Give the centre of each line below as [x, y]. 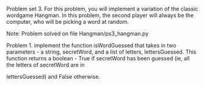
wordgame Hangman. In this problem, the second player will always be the [100, 15]
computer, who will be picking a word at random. [68, 22]
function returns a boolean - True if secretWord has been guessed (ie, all [98, 58]
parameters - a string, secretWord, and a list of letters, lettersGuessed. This [101, 52]
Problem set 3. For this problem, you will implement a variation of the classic [102, 9]
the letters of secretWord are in [46, 65]
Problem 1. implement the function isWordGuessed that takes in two [91, 45]
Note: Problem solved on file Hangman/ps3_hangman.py [78, 34]
